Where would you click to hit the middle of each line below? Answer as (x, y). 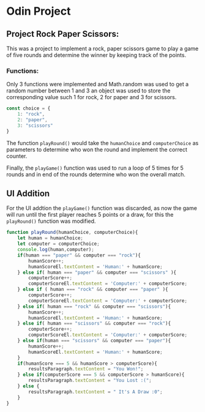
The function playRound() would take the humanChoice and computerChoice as (102, 143)
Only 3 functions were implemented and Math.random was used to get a (98, 84)
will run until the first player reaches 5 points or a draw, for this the (90, 215)
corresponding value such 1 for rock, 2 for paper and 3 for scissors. (91, 97)
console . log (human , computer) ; (56, 250)
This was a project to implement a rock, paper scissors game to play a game (102, 48)
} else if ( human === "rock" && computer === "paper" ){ (93, 290)
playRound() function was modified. (51, 221)
